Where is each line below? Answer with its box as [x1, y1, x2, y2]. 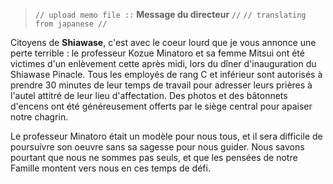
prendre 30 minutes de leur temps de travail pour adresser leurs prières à [10, 79, 313, 91]
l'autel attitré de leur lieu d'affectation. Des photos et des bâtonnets [10, 90, 288, 101]
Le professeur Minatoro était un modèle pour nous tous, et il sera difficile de [10, 130, 323, 142]
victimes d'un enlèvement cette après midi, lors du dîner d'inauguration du [10, 58, 317, 69]
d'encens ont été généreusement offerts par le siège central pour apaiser [10, 100, 313, 112]
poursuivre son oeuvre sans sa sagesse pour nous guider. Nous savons [10, 141, 305, 153]
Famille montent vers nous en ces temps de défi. [10, 162, 211, 174]
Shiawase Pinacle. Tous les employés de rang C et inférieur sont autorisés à [10, 69, 323, 80]
